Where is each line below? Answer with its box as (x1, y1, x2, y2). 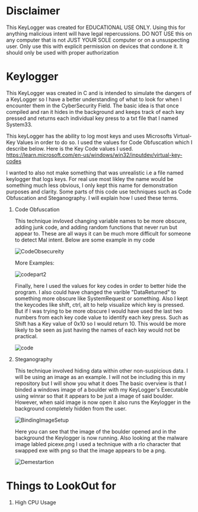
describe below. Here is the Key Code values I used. (6, 145, 133, 152)
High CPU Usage (14, 498, 56, 505)
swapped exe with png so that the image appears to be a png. (14, 447, 167, 454)
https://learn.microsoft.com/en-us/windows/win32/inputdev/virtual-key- (6, 151, 183, 158)
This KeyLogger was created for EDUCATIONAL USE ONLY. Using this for (6, 24, 186, 31)
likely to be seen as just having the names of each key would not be (14, 326, 180, 333)
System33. (6, 120, 33, 128)
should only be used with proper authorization (6, 49, 119, 56)
